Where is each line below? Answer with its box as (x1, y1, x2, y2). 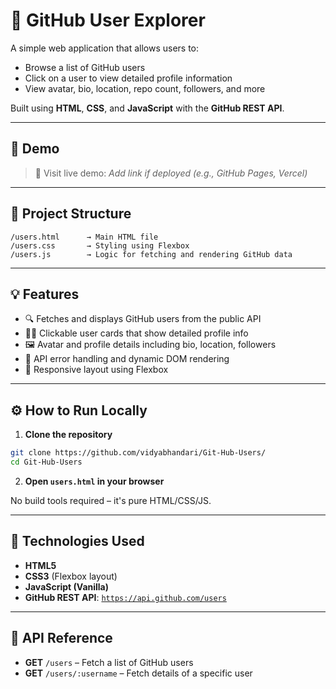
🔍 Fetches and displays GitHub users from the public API (24, 313, 262, 325)
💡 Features (10, 285, 80, 303)
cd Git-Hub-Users (10, 457, 83, 468)
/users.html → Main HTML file (10, 232, 159, 242)
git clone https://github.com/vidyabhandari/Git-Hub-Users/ (10, 448, 267, 458)
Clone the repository (24, 429, 113, 441)
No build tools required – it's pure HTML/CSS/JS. (10, 494, 212, 506)
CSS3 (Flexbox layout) (24, 570, 118, 582)
